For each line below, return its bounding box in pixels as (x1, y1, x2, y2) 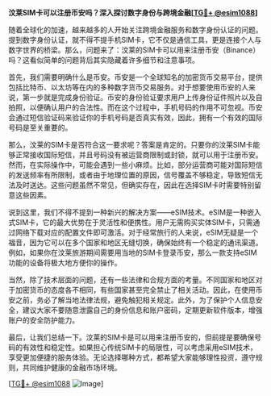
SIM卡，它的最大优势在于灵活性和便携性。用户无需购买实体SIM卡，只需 (15, 218, 253, 227)
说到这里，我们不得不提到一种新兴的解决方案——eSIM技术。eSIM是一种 (8, 207, 248, 217)
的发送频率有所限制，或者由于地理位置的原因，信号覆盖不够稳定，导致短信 (8, 170, 256, 180)
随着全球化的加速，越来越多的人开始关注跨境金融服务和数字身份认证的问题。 (8, 25, 263, 35)
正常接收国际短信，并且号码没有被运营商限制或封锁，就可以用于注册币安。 (15, 150, 263, 160)
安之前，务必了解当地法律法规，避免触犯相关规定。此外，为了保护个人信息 (8, 295, 256, 305)
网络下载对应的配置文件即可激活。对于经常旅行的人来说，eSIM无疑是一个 (15, 227, 259, 237)
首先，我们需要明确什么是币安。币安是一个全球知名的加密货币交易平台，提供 (8, 73, 263, 81)
